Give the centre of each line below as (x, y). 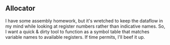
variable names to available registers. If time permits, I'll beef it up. (75, 37)
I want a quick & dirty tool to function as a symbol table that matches (77, 31)
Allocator (20, 8)
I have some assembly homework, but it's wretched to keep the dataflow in (84, 20)
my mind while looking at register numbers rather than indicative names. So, (85, 26)
